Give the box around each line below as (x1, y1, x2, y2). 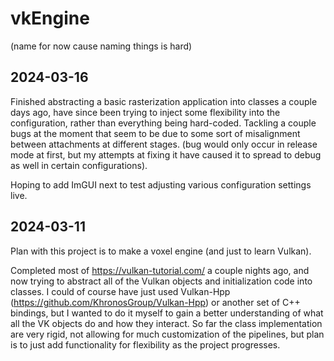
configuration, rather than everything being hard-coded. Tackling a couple (10, 117, 317, 129)
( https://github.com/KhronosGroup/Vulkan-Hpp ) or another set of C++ (10, 296, 301, 308)
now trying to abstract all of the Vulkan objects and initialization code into (10, 275, 313, 287)
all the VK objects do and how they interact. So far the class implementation (10, 317, 323, 329)
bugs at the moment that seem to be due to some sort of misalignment (10, 127, 301, 139)
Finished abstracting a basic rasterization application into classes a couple (10, 95, 318, 107)
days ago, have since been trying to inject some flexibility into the (10, 106, 281, 118)
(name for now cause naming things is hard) (10, 40, 193, 52)
